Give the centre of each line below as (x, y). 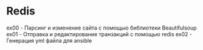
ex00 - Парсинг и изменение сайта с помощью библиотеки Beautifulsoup (101, 28)
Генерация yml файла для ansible (49, 40)
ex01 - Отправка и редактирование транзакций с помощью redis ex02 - (99, 34)
